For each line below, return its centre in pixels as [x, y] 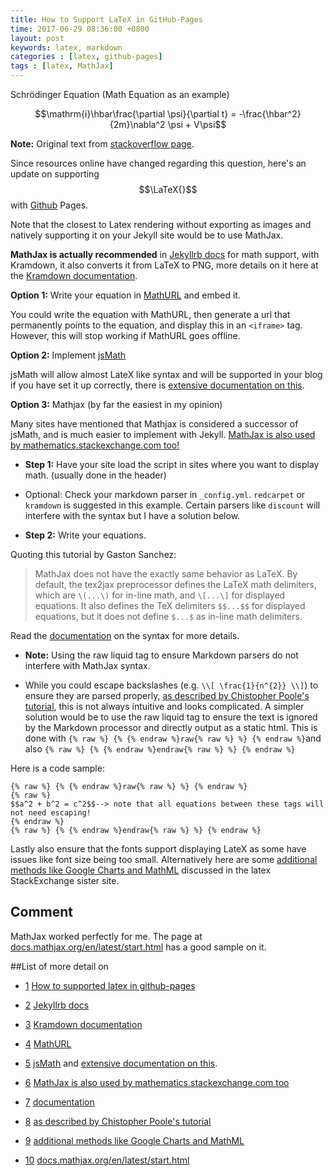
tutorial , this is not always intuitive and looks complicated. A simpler [164, 706]
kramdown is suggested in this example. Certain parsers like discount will [172, 505]
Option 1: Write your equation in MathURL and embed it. [125, 295]
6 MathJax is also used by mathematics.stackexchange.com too [157, 1082]
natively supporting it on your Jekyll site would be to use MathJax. [147, 235]
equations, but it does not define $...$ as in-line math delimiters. [168, 616]
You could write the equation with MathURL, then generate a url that [150, 314]
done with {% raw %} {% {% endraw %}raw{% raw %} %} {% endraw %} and [173, 738]
